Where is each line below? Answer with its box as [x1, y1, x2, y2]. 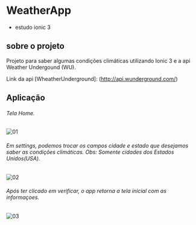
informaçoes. [6, 194, 40, 201]
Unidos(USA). [6, 154, 40, 162]
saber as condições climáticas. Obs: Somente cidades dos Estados [6, 148, 174, 156]
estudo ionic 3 [14, 24, 51, 31]
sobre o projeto [6, 41, 65, 51]
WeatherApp [6, 4, 71, 17]
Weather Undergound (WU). [6, 63, 77, 71]
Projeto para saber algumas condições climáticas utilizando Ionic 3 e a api [6, 57, 191, 64]
